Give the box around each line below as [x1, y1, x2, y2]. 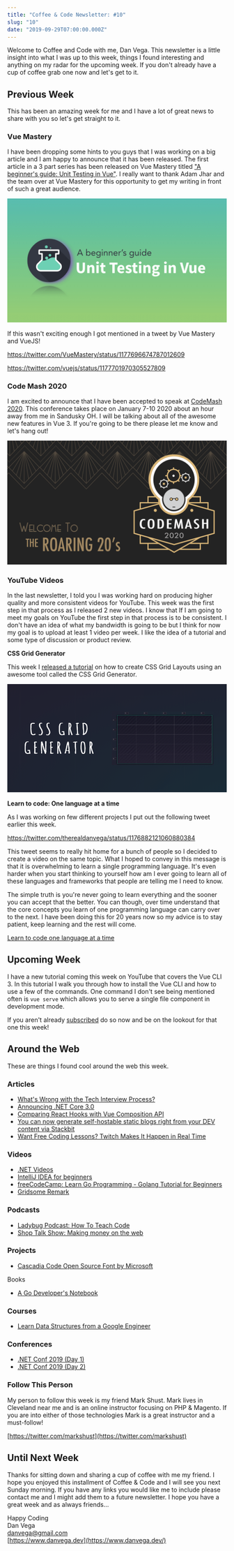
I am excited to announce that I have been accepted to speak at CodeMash [7, 397, 223, 406]
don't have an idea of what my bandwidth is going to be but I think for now [7, 621, 221, 630]
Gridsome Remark [17, 1187, 70, 1196]
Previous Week [7, 88, 75, 101]
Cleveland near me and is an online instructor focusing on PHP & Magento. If [7, 1403, 227, 1411]
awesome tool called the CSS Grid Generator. [7, 670, 137, 678]
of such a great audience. [7, 185, 81, 193]
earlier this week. [7, 820, 57, 829]
